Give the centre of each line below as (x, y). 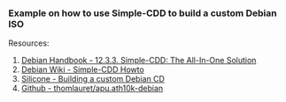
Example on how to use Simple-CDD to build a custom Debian (143, 13)
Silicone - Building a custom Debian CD (93, 79)
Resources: (29, 43)
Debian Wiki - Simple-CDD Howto (83, 69)
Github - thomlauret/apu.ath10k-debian (92, 88)
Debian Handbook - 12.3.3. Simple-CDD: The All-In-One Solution (139, 61)
